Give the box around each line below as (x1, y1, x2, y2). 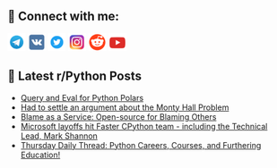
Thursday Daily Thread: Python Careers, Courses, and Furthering (20, 139, 262, 150)
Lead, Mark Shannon (20, 130, 99, 141)
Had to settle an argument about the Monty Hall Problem (20, 102, 229, 113)
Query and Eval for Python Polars (20, 92, 144, 103)
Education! (20, 149, 61, 160)
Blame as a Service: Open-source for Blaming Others (20, 111, 217, 122)
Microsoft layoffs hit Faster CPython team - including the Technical (20, 121, 268, 131)
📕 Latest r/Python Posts (7, 69, 143, 84)
